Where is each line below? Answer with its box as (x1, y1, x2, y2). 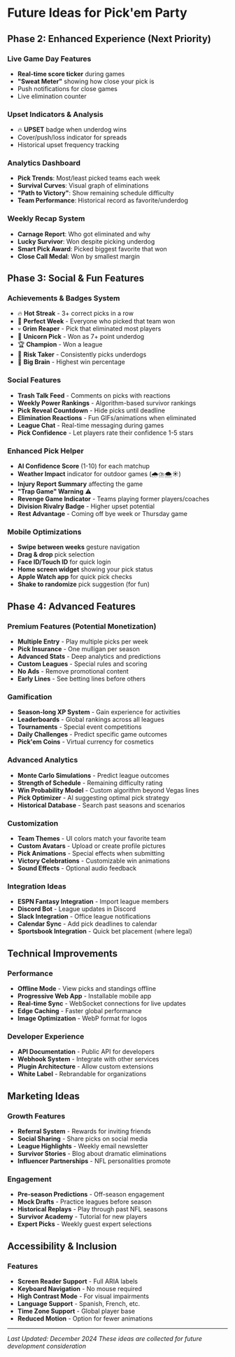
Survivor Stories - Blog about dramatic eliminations (17, 1149, 166, 1157)
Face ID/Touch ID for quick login (17, 558, 111, 566)
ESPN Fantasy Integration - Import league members (17, 898, 169, 906)
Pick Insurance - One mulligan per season (17, 645, 140, 653)
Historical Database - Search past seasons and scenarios (17, 800, 185, 809)
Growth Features (7, 1111, 66, 1121)
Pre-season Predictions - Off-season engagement (17, 1190, 165, 1199)
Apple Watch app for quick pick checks (17, 573, 133, 581)
